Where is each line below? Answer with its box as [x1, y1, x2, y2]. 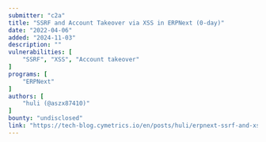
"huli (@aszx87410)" [22, 99, 90, 107]
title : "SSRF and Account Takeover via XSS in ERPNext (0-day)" [8, 19, 225, 27]
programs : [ [8, 70, 47, 78]
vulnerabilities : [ [8, 48, 73, 56]
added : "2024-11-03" [8, 33, 77, 42]
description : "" [8, 41, 62, 49]
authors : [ [8, 92, 44, 100]
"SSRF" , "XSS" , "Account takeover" [22, 56, 140, 64]
